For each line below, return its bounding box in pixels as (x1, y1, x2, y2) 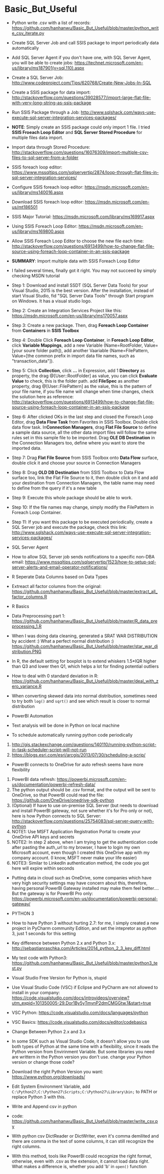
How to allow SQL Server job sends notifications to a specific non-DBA (11, 554, 155, 559)
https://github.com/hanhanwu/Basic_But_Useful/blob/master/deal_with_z (11, 678, 159, 684)
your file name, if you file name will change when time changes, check (11, 388, 154, 394)
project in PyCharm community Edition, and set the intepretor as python (11, 925, 157, 931)
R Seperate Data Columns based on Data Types (11, 574, 108, 580)
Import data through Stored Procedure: (11, 144, 91, 150)
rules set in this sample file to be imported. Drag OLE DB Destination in (11, 434, 155, 440)
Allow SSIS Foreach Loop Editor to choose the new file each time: (11, 238, 144, 244)
